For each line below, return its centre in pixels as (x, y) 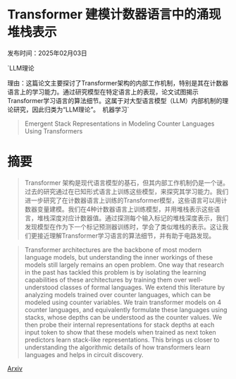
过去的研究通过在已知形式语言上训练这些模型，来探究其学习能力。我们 (126, 191)
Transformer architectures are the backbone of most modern (113, 249)
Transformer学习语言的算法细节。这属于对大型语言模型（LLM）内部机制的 (115, 100)
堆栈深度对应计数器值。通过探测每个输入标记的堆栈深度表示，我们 (133, 218)
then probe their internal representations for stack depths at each (119, 325)
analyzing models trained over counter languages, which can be (118, 294)
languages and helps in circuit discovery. (84, 354)
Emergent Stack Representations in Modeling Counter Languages (119, 124)
